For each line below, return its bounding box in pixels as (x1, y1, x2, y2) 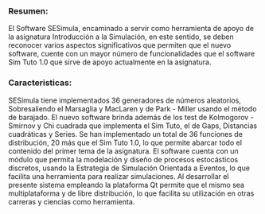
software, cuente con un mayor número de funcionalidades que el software (8, 49, 255, 59)
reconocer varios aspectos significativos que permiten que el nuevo (8, 41, 232, 50)
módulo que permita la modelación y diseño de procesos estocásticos (8, 154, 239, 164)
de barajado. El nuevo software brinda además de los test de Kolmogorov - (8, 112, 255, 122)
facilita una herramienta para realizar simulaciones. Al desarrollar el (8, 171, 229, 181)
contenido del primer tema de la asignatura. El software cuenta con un (8, 146, 239, 156)
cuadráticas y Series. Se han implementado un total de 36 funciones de (8, 129, 243, 138)
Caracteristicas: (8, 77, 72, 88)
